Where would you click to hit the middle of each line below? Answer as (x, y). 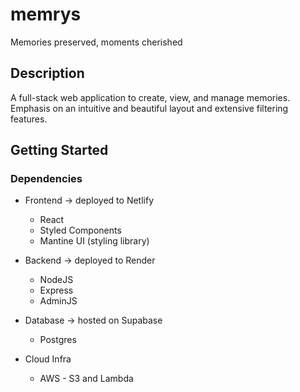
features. (29, 119)
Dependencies (46, 179)
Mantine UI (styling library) (94, 241)
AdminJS (58, 301)
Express (56, 290)
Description (47, 73)
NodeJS (56, 280)
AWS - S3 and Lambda (86, 379)
